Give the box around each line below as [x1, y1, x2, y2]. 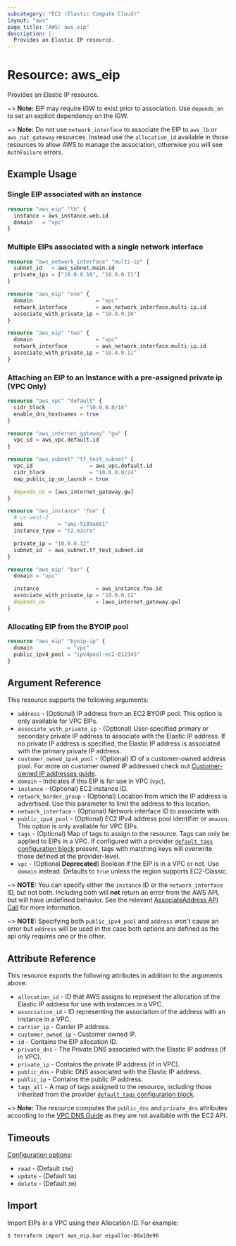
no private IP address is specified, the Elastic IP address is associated [17, 739, 221, 748]
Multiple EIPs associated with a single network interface [7, 242, 204, 252]
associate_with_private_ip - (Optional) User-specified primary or [17, 724, 209, 733]
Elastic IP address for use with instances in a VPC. [17, 1000, 163, 1009]
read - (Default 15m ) [17, 1164, 74, 1173]
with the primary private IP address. [17, 747, 122, 756]
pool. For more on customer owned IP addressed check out [17, 762, 190, 770]
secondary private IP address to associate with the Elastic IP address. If [17, 732, 225, 741]
